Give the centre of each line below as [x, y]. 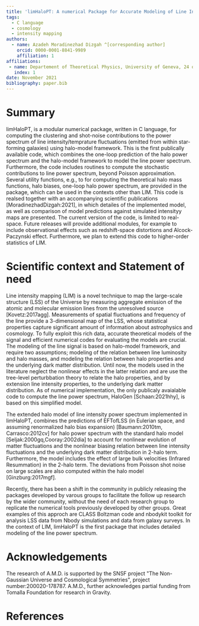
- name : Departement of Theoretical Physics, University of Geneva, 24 [99, 67]
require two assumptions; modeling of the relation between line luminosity [97, 352]
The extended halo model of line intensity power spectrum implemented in [97, 414]
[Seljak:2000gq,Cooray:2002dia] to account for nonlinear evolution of [91, 439]
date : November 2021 [32, 78]
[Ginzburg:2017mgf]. [31, 477]
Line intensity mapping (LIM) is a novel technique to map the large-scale [94, 295]
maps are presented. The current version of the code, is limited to [86, 217]
